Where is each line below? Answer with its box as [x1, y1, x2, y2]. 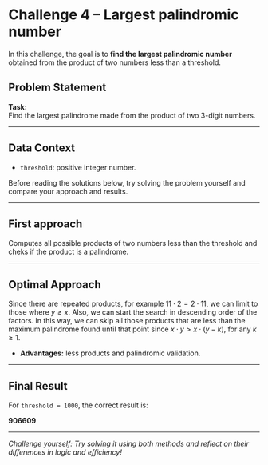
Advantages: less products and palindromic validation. [19, 348, 201, 358]
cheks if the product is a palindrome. [8, 247, 129, 257]
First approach [8, 217, 83, 230]
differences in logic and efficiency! [8, 447, 122, 457]
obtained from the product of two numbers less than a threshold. [8, 58, 222, 67]
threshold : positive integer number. [19, 162, 136, 172]
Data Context [8, 142, 76, 155]
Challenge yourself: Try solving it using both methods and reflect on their [8, 439, 250, 448]
